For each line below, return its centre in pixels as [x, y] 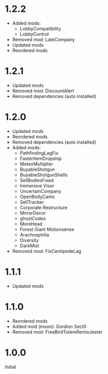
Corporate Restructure [44, 207]
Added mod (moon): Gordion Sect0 [49, 326]
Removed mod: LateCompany [44, 40]
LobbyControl [34, 34]
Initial [10, 367]
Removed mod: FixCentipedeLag [47, 251]
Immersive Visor [37, 186]
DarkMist [29, 245]
